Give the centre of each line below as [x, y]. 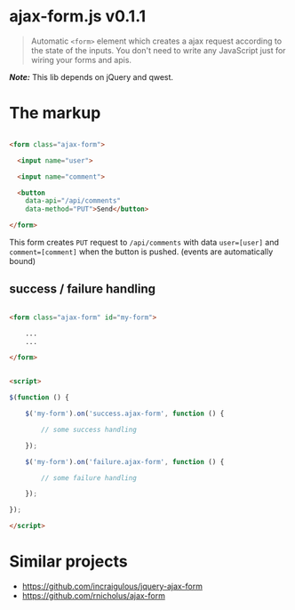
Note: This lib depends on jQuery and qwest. [92, 76]
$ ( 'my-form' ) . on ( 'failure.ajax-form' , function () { [125, 462]
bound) [23, 261]
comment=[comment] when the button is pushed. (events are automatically [141, 252]
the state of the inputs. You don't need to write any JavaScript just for [158, 50]
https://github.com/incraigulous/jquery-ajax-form [112, 586]
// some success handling [89, 429]
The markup [55, 113]
